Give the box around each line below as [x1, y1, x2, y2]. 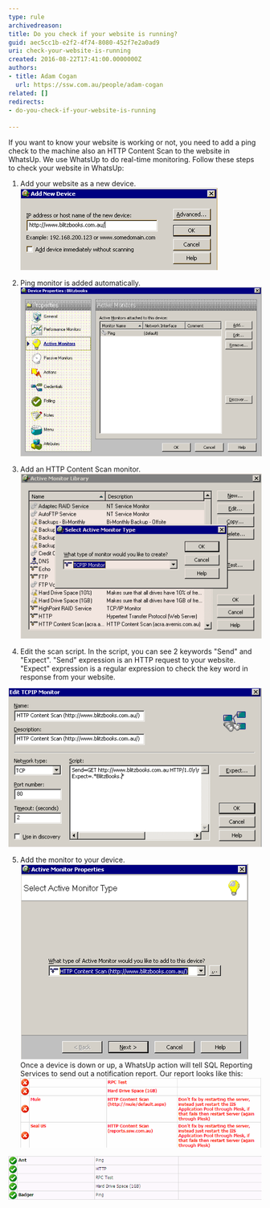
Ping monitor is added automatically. [19, 278, 141, 288]
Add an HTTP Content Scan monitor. [19, 464, 141, 474]
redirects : [8, 97, 45, 106]
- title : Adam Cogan [8, 72, 78, 80]
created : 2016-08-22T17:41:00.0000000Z [8, 55, 142, 63]
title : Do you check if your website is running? [8, 30, 178, 38]
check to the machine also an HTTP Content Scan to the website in [8, 146, 231, 156]
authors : [8, 64, 38, 72]
